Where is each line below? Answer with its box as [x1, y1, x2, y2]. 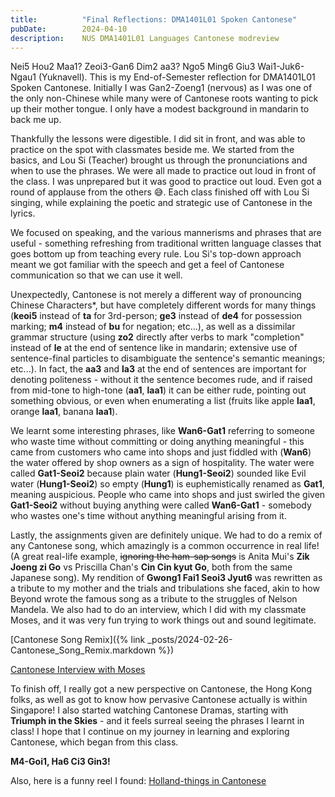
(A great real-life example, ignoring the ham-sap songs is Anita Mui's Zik [10, 551, 310, 563]
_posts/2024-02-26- [147, 634, 233, 646]
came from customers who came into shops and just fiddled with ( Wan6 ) [10, 446, 312, 458]
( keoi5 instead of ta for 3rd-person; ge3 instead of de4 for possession [10, 310, 303, 322]
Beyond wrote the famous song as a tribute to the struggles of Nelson [10, 593, 298, 605]
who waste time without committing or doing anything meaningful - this [10, 436, 305, 448]
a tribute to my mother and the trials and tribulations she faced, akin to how [10, 582, 320, 595]
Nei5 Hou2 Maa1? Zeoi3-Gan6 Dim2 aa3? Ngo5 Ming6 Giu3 [10, 61, 256, 73]
